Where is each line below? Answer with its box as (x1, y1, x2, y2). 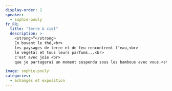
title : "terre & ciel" (10, 26, 58, 32)
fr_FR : (5, 21, 19, 27)
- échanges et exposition (10, 78, 66, 83)
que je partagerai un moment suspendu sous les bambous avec (14, 59, 147, 65)
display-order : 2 (5, 7, 42, 13)
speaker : (5, 12, 24, 17)
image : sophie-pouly (5, 69, 50, 74)
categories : (5, 73, 31, 79)
